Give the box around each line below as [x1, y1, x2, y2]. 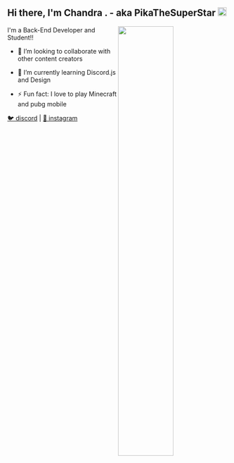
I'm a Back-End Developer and [7, 25, 96, 34]
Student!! [7, 33, 34, 42]
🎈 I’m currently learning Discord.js [17, 68, 116, 76]
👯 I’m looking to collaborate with [17, 47, 111, 55]
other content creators [17, 54, 83, 63]
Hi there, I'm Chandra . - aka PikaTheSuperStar [7, 7, 216, 19]
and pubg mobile [17, 99, 67, 108]
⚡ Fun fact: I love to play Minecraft [17, 89, 117, 98]
